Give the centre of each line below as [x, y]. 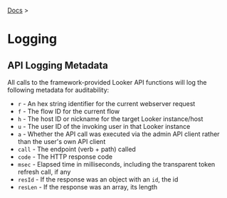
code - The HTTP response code [65, 157]
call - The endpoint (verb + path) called [77, 149]
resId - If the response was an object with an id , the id [98, 179]
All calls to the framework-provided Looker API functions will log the [107, 82]
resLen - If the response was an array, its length [88, 187]
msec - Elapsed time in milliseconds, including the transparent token [116, 164]
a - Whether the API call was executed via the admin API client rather [118, 134]
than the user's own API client [62, 141]
